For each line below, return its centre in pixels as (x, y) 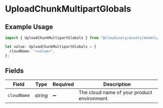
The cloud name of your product (115, 93)
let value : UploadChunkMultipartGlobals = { (51, 46)
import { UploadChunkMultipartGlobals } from (52, 38)
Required (63, 84)
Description (117, 84)
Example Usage (29, 27)
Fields (15, 70)
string (41, 95)
